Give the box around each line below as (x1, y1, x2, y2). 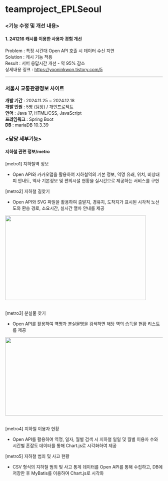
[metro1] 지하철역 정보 (5, 160, 49, 166)
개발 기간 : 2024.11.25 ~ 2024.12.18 (5, 97, 75, 103)
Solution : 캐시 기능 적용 (5, 54, 52, 60)
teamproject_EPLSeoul (5, 4, 101, 15)
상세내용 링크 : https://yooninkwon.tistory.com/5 (5, 67, 103, 73)
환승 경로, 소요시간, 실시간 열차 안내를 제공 (21, 205, 105, 211)
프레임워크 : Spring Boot (5, 116, 53, 122)
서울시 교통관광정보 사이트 (5, 85, 64, 92)
